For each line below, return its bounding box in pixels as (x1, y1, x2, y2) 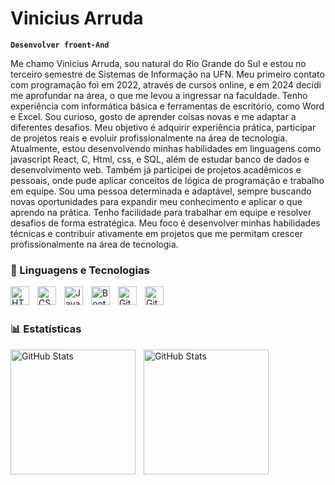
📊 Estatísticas (10, 322, 82, 336)
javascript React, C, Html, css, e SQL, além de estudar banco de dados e (10, 153, 310, 165)
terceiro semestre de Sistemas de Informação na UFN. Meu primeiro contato (10, 68, 325, 80)
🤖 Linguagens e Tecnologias (10, 263, 150, 277)
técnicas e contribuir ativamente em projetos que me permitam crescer (10, 227, 303, 239)
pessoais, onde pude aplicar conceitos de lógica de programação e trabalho (10, 174, 325, 186)
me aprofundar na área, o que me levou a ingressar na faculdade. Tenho (10, 89, 308, 101)
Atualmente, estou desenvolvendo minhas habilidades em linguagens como (10, 142, 322, 154)
